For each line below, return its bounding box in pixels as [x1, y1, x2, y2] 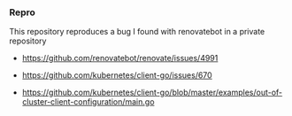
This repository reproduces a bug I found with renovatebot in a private [9, 27, 265, 37]
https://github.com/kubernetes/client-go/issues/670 [21, 70, 212, 81]
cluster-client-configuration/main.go [21, 97, 155, 107]
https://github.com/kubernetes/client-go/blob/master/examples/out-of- [21, 87, 283, 98]
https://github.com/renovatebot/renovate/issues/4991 [21, 53, 219, 64]
